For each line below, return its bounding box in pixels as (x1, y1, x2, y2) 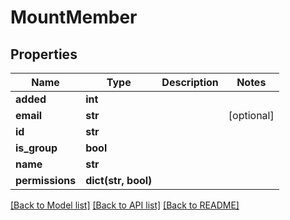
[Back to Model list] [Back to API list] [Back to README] (10, 199, 240, 211)
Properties (10, 46, 78, 63)
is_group (15, 141, 58, 155)
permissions (15, 174, 77, 187)
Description (161, 76, 219, 89)
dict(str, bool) (85, 174, 153, 187)
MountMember (10, 6, 138, 29)
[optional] (228, 109, 275, 122)
